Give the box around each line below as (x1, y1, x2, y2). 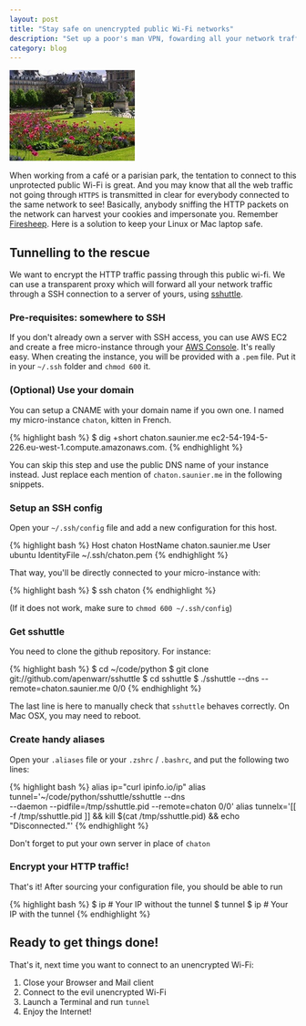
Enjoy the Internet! (22, 1006, 92, 1017)
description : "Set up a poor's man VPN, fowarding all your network (9, 34, 275, 43)
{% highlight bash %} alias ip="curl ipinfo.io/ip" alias (9, 781, 207, 793)
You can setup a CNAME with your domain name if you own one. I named (9, 404, 284, 415)
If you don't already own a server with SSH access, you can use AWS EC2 (9, 332, 288, 343)
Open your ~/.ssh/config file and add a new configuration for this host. (9, 522, 278, 533)
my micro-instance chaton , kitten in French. (9, 414, 171, 425)
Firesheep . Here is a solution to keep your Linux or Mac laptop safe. (9, 219, 263, 230)
